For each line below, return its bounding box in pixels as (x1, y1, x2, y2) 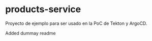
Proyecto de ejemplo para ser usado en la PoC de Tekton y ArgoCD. (5, 20, 147, 26)
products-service (5, 4, 81, 15)
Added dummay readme (5, 30, 56, 36)
